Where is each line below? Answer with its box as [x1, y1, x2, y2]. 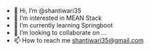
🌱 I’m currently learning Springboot [13, 21, 113, 29]
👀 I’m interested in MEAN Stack [13, 14, 102, 22]
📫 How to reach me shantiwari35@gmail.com [13, 37, 144, 44]
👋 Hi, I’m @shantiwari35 [13, 7, 82, 14]
